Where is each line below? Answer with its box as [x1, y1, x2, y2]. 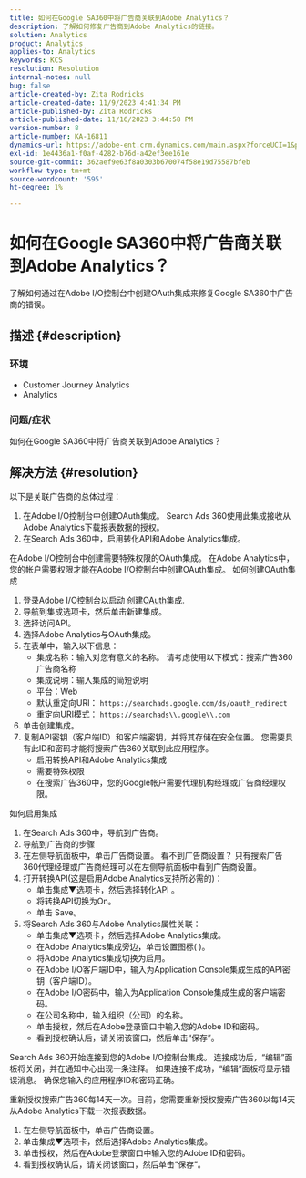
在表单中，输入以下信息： [22, 640, 119, 651]
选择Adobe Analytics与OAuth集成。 [22, 628, 157, 639]
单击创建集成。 [22, 719, 79, 730]
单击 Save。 [36, 906, 82, 917]
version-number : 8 [9, 124, 79, 133]
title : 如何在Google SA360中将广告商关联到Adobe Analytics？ [9, 13, 230, 23]
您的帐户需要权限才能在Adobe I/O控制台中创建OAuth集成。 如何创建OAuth [9, 563, 289, 574]
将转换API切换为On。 [36, 895, 117, 906]
